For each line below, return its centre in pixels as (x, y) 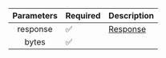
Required (83, 15)
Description (131, 15)
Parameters (35, 15)
